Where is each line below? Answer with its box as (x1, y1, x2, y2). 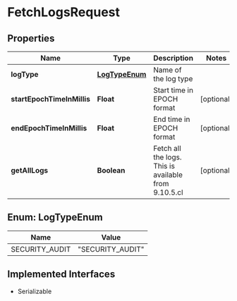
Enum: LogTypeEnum (7, 211, 104, 223)
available (152, 170, 183, 180)
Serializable (17, 287, 52, 295)
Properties (7, 32, 55, 44)
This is (152, 161, 175, 171)
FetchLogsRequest (7, 4, 120, 20)
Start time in (152, 85, 194, 95)
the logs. (152, 152, 182, 162)
